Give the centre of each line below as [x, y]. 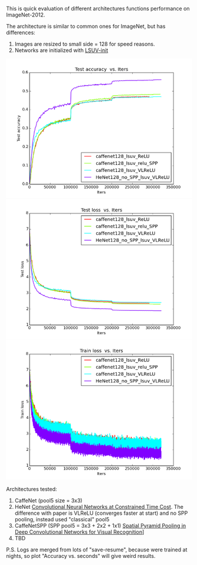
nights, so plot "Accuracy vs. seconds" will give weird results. [81, 556]
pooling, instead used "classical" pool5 [62, 519]
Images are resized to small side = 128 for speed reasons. [85, 44]
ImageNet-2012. [26, 15]
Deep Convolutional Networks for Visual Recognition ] [79, 532]
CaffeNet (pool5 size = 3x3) [48, 501]
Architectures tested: [32, 489]
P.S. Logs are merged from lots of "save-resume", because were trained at [97, 550]
